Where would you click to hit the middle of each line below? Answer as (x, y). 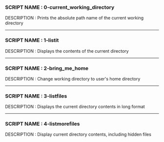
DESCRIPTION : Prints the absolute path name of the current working (74, 18)
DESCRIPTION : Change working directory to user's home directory (73, 79)
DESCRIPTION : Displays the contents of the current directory (67, 51)
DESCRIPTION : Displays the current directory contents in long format (75, 107)
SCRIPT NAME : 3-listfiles (36, 96)
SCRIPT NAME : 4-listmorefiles (42, 124)
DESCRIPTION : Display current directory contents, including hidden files (78, 134)
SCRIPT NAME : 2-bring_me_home (47, 68)
